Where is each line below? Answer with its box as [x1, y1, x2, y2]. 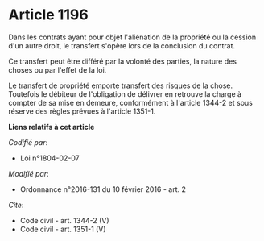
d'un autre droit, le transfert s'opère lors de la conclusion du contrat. [8, 40, 236, 50]
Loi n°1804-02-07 [19, 153, 80, 163]
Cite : [8, 200, 24, 210]
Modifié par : [8, 168, 50, 178]
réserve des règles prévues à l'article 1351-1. [8, 106, 156, 116]
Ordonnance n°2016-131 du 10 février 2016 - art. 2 [19, 184, 187, 194]
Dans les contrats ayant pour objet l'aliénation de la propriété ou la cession [8, 32, 257, 42]
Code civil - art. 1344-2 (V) [19, 215, 110, 225]
